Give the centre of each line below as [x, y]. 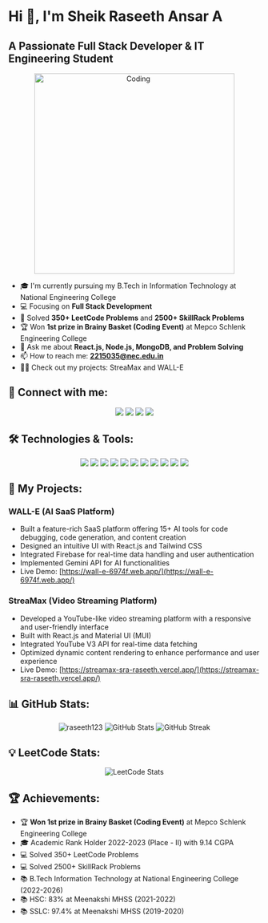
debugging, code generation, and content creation [103, 537]
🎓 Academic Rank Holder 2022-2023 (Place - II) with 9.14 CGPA [127, 843]
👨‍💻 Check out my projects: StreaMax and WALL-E [102, 367]
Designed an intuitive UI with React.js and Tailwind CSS [111, 546]
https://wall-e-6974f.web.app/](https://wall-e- [138, 572]
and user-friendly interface [64, 627]
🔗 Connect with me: [58, 393]
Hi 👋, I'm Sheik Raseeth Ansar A [116, 16]
